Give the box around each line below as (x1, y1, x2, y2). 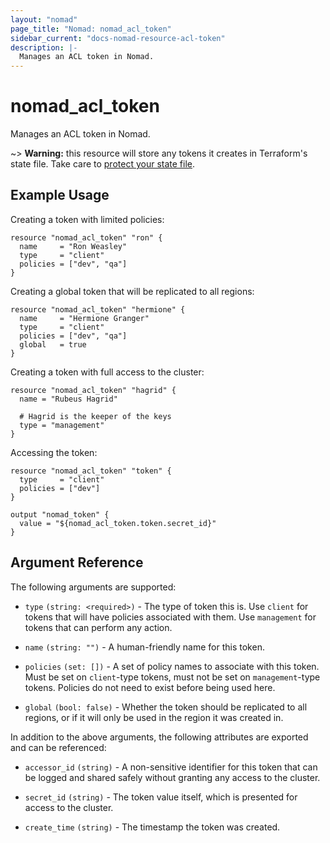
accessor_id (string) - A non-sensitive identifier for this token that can (24, 761, 318, 773)
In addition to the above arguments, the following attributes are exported (10, 731, 309, 743)
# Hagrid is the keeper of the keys (19, 411, 172, 421)
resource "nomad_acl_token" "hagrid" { (10, 385, 177, 395)
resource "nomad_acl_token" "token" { (10, 466, 172, 476)
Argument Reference (10, 554, 144, 571)
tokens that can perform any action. (24, 621, 173, 633)
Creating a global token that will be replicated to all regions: (10, 285, 255, 297)
